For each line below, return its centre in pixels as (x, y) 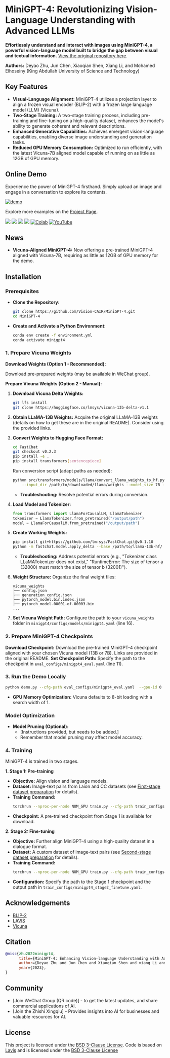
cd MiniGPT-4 (26, 316)
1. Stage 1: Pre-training (30, 771)
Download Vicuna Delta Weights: (48, 393)
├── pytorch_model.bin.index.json (49, 600)
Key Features (27, 87)
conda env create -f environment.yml (52, 335)
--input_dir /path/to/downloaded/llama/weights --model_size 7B (91, 485)
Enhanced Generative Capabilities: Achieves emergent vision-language (88, 131)
